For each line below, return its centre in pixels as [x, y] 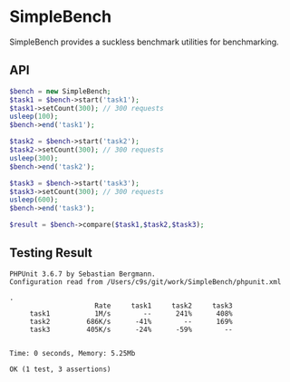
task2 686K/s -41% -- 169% [131, 321]
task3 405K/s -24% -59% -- [131, 329]
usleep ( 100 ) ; [34, 117]
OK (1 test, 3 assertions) [60, 369]
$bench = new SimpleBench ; [60, 91]
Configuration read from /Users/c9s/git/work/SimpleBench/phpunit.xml [145, 282]
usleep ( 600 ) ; [34, 200]
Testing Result [51, 253]
